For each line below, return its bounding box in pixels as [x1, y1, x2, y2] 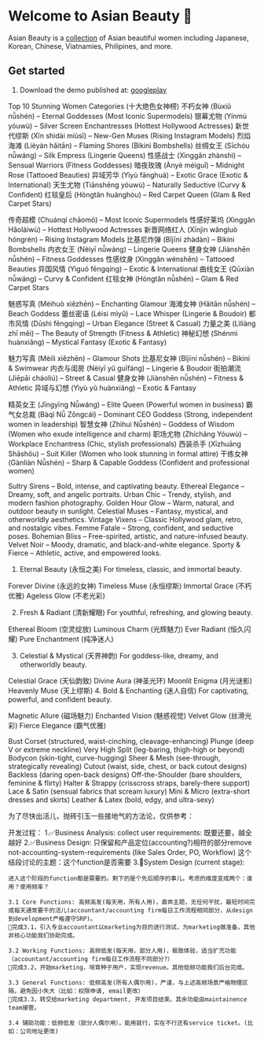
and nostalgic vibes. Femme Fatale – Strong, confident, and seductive [8, 523, 234, 532]
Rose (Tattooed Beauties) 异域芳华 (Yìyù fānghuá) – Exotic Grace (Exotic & [8, 170, 248, 179]
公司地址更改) [19, 1027, 59, 1035]
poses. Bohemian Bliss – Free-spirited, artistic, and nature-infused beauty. [8, 531, 249, 541]
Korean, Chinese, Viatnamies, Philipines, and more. [8, 41, 174, 50]
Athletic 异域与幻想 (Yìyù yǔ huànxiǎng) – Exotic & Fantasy [8, 383, 196, 392]
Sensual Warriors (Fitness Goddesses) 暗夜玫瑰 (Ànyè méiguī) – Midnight [8, 160, 245, 170]
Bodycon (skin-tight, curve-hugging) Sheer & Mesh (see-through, [8, 753, 221, 762]
